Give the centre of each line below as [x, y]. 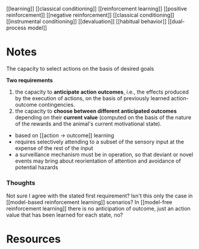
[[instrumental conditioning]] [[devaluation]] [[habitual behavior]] [87, 21]
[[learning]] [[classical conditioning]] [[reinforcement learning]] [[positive [97, 9]
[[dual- [176, 21]
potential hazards [36, 167]
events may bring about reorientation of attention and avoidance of [98, 161]
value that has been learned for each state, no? [65, 215]
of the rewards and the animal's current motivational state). [88, 124]
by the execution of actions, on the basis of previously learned [92, 98]
